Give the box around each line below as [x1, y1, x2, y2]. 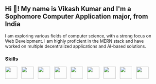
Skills [5, 55, 18, 62]
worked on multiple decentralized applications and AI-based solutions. [5, 43, 147, 49]
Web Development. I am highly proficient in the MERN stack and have [5, 38, 144, 44]
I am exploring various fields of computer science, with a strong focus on [5, 33, 152, 39]
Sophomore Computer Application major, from [5, 13, 148, 21]
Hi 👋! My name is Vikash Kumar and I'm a [5, 5, 131, 13]
